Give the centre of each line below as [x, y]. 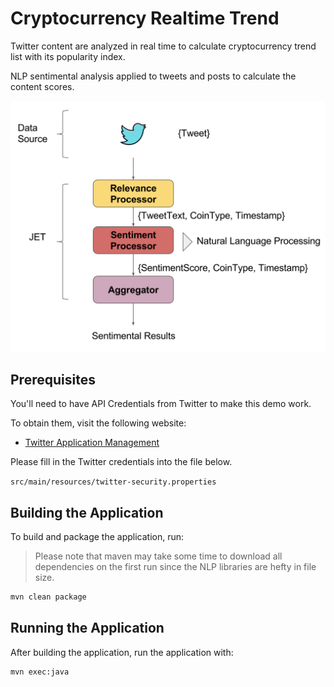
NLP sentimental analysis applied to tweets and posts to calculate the [153, 76]
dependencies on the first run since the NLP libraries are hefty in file [175, 567]
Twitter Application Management [92, 443]
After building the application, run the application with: [122, 652]
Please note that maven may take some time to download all [158, 556]
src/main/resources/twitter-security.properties [113, 482]
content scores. [42, 86]
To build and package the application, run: [97, 537]
